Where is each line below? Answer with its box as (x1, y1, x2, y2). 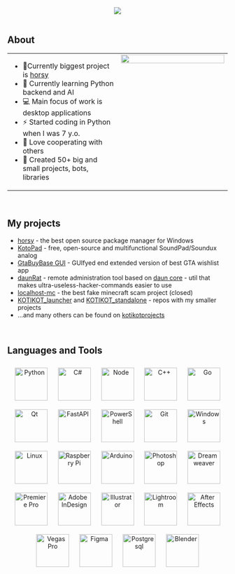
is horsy (22, 69, 49, 79)
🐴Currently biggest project (22, 61, 110, 71)
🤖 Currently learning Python (22, 78, 114, 88)
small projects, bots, (22, 163, 89, 173)
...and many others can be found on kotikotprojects (17, 310, 165, 319)
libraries (22, 172, 50, 182)
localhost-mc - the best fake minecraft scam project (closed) (17, 288, 194, 296)
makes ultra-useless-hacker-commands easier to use (17, 280, 173, 289)
